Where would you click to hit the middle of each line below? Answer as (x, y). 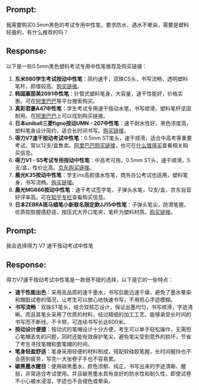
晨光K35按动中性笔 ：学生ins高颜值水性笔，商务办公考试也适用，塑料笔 (101, 175)
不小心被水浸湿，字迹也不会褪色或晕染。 (64, 381)
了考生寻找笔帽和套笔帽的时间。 (54, 344)
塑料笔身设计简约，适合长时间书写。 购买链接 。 (72, 130)
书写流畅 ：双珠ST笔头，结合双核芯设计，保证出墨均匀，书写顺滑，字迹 (101, 307)
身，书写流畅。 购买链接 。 (46, 182)
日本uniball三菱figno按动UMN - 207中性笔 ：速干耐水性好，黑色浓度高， (103, 123)
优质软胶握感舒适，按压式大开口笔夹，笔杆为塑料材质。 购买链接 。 (95, 212)
